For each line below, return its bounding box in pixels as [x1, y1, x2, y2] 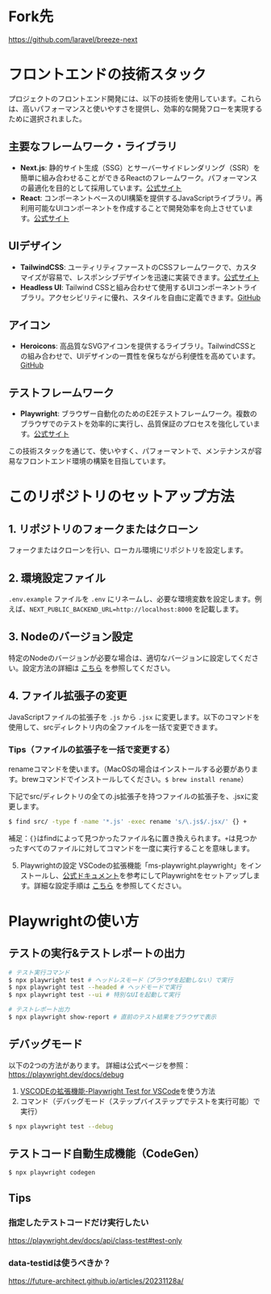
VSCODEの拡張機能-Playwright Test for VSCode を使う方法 [19, 1086, 216, 1095]
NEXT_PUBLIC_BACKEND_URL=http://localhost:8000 [29, 605, 193, 614]
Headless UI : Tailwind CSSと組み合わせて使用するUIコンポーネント [19, 282, 244, 292]
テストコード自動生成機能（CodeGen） [8, 1147, 206, 1161]
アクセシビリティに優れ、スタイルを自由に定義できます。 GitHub [48, 292, 261, 302]
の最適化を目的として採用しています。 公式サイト [19, 183, 182, 192]
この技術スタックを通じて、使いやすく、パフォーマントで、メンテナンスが [8, 446, 256, 456]
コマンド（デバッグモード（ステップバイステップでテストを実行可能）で [19, 1096, 261, 1106]
